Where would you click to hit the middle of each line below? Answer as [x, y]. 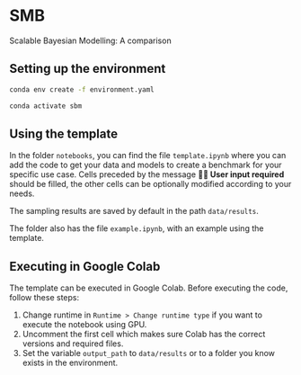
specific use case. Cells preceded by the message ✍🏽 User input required [147, 174]
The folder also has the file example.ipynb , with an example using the [137, 228]
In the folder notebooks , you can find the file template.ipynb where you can [148, 156]
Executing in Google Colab [85, 266]
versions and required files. [73, 344]
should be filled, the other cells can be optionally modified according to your [150, 184]
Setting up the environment [88, 69]
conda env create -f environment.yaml [82, 89]
